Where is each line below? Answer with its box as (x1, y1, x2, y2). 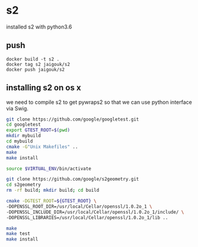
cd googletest (6, 122, 41, 128)
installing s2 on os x (6, 83, 81, 93)
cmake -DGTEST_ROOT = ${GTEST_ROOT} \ (6, 198, 97, 204)
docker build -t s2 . (6, 56, 60, 62)
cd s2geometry (6, 182, 41, 188)
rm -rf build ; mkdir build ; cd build (6, 188, 100, 194)
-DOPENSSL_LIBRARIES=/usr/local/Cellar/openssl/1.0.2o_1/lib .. (6, 214, 168, 220)
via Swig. (6, 104, 28, 112)
